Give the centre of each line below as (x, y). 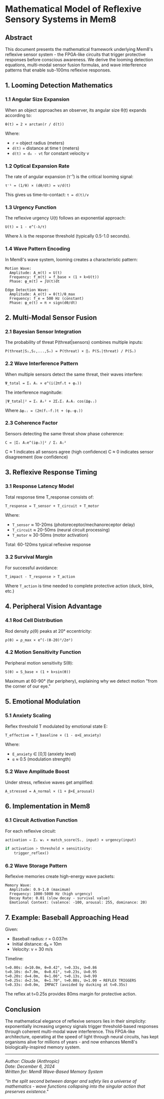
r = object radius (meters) (38, 143)
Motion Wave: (18, 268)
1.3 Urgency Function (31, 207)
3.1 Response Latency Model (40, 486)
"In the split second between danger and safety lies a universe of (71, 1081)
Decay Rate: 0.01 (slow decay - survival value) (60, 898)
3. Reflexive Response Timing (51, 472)
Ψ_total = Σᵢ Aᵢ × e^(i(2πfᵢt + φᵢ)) (43, 383)
